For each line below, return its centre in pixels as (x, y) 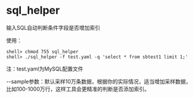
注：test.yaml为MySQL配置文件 (45, 69)
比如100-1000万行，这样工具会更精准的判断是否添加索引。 (78, 89)
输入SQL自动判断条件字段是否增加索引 (53, 27)
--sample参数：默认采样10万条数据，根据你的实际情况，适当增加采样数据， (99, 81)
